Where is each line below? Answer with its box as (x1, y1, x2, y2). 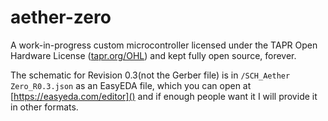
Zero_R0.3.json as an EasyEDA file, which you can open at (10, 79, 252, 91)
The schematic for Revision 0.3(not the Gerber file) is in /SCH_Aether (10, 69, 291, 81)
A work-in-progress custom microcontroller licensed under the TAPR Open (10, 39, 318, 51)
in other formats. (10, 101, 79, 113)
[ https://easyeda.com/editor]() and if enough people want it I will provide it (10, 90, 318, 102)
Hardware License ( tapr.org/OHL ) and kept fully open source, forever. (10, 49, 297, 61)
